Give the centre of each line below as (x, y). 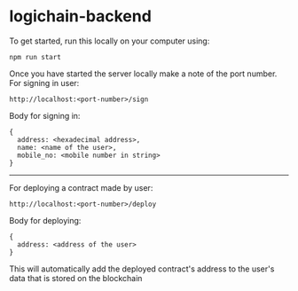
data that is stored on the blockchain (76, 278)
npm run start (35, 57)
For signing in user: (44, 83)
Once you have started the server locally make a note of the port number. (143, 74)
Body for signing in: (45, 115)
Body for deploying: (45, 220)
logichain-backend (81, 16)
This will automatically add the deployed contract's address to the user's (142, 269)
